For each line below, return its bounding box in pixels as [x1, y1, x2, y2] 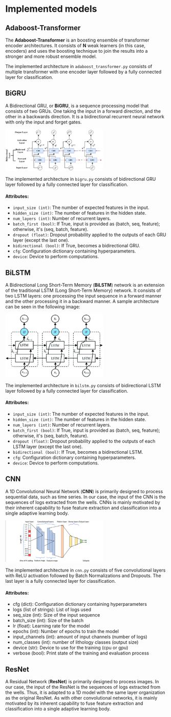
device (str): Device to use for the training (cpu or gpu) [12, 645, 129, 651]
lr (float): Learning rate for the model [12, 623, 90, 629]
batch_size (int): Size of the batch [12, 618, 84, 624]
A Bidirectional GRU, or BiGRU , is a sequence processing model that [5, 102, 149, 109]
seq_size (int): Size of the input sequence [12, 612, 100, 618]
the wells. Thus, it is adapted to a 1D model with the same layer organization [5, 689, 165, 695]
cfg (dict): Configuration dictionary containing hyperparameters [12, 601, 147, 607]
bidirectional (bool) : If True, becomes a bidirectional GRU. [12, 243, 140, 249]
